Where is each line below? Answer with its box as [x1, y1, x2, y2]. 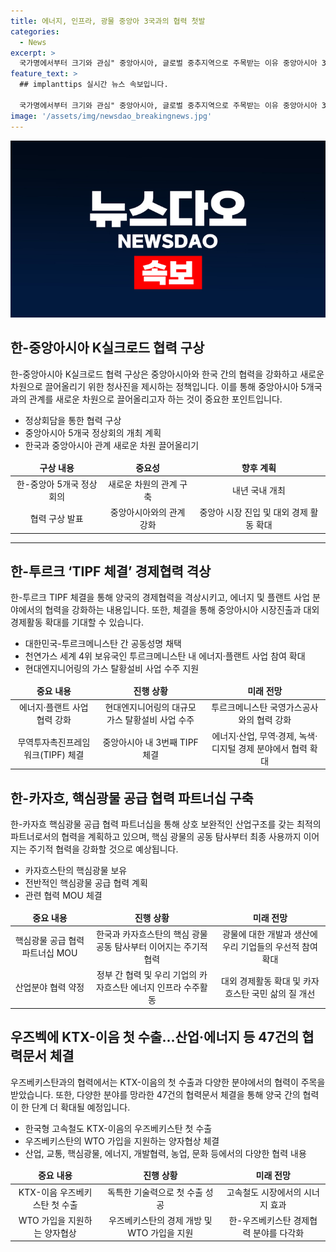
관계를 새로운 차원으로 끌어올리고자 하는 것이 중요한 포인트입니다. [28, 393, 283, 405]
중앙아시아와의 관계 [109, 506, 186, 519]
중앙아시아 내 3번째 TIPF [102, 736, 199, 748]
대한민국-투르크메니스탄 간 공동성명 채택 [24, 638, 182, 650]
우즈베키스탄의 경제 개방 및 [108, 1214, 213, 1226]
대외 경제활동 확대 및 [221, 975, 302, 987]
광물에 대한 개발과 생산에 [221, 928, 318, 940]
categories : [10, 26, 60, 37]
